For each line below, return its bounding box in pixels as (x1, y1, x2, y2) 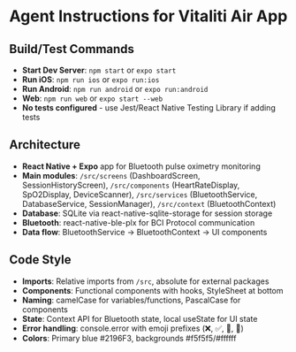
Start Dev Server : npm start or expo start (21, 65, 177, 75)
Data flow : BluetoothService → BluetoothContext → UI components (21, 226, 268, 237)
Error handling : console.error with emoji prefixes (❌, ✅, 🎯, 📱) (21, 323, 245, 333)
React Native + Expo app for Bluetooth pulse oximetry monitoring (21, 161, 261, 172)
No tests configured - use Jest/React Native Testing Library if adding (21, 103, 276, 112)
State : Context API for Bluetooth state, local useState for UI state (21, 313, 258, 324)
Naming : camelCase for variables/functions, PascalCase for (21, 295, 241, 305)
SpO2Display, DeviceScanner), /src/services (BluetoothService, (21, 188, 258, 200)
